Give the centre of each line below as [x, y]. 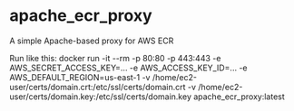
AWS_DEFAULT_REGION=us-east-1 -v [80, 77]
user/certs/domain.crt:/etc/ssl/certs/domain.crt [98, 87]
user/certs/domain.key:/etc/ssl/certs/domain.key [101, 97]
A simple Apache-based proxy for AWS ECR [92, 41]
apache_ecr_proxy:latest [240, 97]
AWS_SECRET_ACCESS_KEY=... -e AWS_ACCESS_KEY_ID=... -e [128, 68]
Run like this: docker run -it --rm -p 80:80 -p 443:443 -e [115, 58]
